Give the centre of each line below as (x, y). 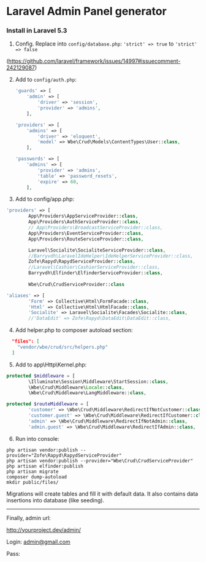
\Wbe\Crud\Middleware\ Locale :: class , (76, 387)
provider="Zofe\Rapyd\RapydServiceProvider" (64, 455)
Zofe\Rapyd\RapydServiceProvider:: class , (82, 262)
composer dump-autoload (37, 477)
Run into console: (37, 438)
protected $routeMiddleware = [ (48, 404)
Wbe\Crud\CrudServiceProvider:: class (76, 284)
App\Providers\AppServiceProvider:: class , (83, 216)
